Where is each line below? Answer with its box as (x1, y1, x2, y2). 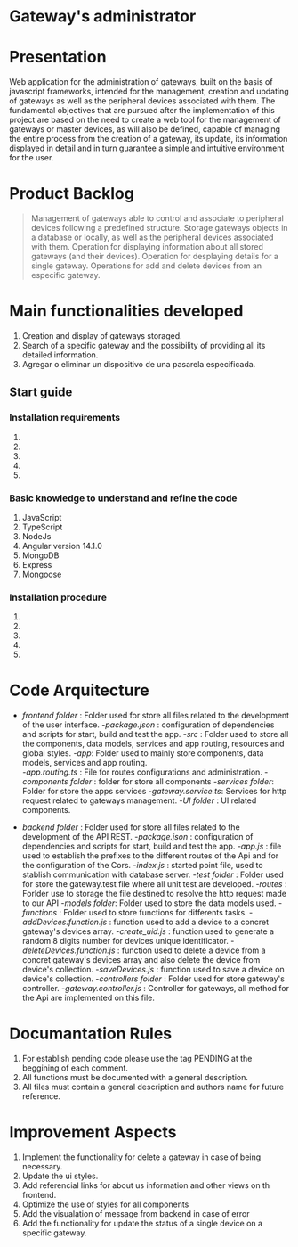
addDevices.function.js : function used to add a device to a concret (21, 916, 270, 928)
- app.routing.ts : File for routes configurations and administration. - (21, 767, 269, 777)
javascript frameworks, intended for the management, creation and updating (9, 86, 289, 97)
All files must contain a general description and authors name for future (21, 1081, 285, 1093)
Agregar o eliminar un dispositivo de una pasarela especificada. (21, 359, 256, 369)
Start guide (9, 385, 73, 400)
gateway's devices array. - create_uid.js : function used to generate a (21, 926, 274, 937)
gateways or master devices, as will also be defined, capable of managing (9, 124, 281, 135)
